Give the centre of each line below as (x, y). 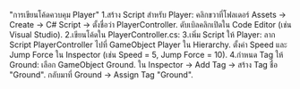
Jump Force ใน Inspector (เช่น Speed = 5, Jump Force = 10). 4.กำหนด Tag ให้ (146, 55)
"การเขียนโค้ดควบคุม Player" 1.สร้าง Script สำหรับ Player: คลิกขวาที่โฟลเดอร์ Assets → (148, 15)
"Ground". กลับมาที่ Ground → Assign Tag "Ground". (102, 75)
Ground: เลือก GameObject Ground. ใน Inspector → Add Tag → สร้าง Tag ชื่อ (143, 65)
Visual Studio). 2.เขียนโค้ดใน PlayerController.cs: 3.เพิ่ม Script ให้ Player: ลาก (142, 35)
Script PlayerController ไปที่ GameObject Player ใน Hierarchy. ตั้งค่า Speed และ (149, 44)
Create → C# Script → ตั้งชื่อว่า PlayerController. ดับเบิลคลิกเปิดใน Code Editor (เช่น (150, 24)
